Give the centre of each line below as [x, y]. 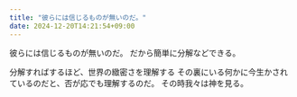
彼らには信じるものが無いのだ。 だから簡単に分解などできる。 [125, 53]
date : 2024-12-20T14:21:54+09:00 [72, 26]
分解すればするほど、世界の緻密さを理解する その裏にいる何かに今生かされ [149, 72]
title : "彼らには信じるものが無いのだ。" [78, 18]
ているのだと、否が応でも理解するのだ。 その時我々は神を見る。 [129, 83]
